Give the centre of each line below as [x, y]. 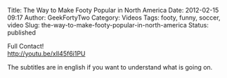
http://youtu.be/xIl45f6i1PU [46, 53]
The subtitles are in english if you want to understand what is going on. [110, 67]
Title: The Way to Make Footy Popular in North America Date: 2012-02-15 [113, 10]
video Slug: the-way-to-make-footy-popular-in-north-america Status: [108, 25]
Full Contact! [26, 46]
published [22, 32]
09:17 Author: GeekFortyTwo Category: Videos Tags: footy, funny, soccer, [114, 18]
